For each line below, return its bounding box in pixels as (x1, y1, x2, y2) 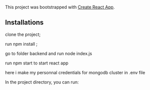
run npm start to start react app (5, 60, 69, 66)
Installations (5, 18, 44, 27)
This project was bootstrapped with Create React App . (5, 4, 115, 10)
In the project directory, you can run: (5, 79, 79, 85)
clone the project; (5, 31, 41, 37)
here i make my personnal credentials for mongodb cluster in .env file (5, 69, 146, 75)
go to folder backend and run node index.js (5, 50, 92, 56)
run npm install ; (5, 41, 38, 47)
